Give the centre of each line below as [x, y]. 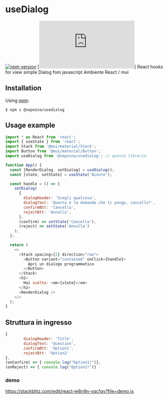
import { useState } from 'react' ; [43, 142]
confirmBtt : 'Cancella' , [50, 207]
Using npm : [17, 100]
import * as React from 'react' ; [41, 137]
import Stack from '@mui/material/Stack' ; [51, 147]
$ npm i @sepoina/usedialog [35, 110]
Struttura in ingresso [39, 322]
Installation [23, 88]
